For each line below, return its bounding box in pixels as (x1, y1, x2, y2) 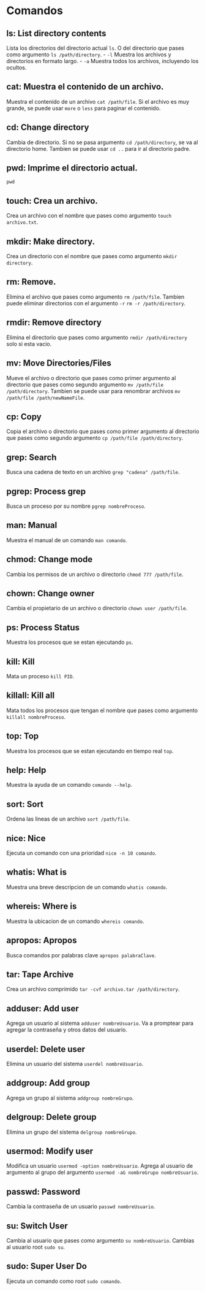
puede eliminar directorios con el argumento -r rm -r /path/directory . (6, 299, 186, 307)
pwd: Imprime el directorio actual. (6, 163, 138, 174)
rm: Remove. (6, 277, 56, 287)
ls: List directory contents (6, 28, 106, 39)
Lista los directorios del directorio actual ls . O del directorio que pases (6, 44, 185, 52)
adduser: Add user (6, 1003, 80, 1014)
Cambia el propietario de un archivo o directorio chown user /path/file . (6, 605, 188, 612)
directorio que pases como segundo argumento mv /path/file (6, 381, 164, 388)
